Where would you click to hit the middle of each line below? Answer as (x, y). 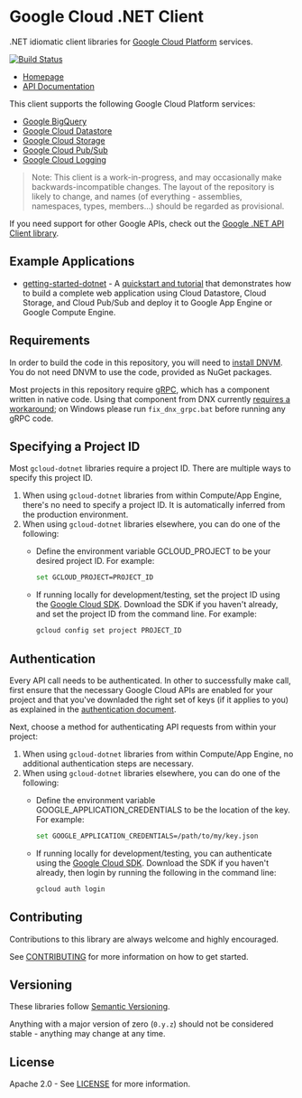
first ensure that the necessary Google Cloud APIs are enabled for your (141, 690)
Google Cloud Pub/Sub (65, 150)
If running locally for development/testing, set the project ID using (158, 595)
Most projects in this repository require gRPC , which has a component (140, 389)
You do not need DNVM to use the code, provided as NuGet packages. (141, 371)
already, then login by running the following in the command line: (156, 872)
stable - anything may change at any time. (87, 1034)
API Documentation (58, 86)
